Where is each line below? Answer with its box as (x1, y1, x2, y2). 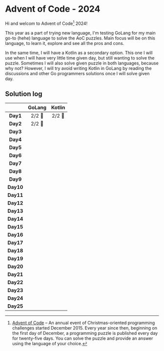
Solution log (5, 89, 42, 98)
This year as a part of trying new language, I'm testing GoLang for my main (5, 30, 156, 36)
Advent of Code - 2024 (5, 3, 101, 15)
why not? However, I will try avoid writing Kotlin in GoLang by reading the (5, 65, 152, 71)
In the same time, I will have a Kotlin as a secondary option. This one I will (5, 50, 153, 56)
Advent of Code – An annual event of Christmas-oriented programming (12, 320, 155, 326)
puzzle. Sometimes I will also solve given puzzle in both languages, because (5, 60, 159, 66)
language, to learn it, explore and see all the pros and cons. (5, 40, 124, 46)
